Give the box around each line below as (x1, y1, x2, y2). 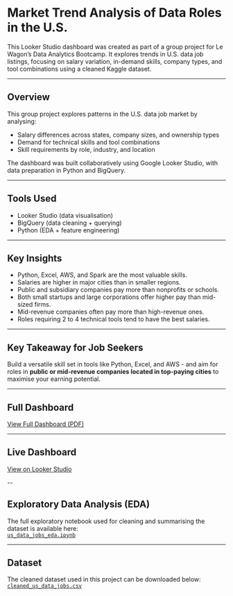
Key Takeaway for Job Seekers (7, 341, 144, 353)
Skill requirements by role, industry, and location (17, 145, 155, 153)
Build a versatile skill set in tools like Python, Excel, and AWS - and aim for (7, 360, 218, 368)
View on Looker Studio (7, 465, 72, 473)
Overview (7, 92, 51, 103)
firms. (34, 300, 51, 309)
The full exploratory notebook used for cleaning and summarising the (7, 517, 205, 525)
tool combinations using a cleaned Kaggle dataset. (7, 65, 152, 73)
